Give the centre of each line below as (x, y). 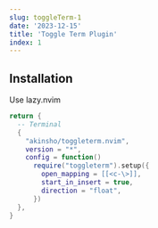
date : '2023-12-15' (46, 26)
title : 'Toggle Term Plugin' (63, 34)
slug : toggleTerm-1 (46, 17)
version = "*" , (54, 149)
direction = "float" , (82, 191)
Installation (41, 78)
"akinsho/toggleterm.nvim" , (77, 141)
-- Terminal (40, 124)
